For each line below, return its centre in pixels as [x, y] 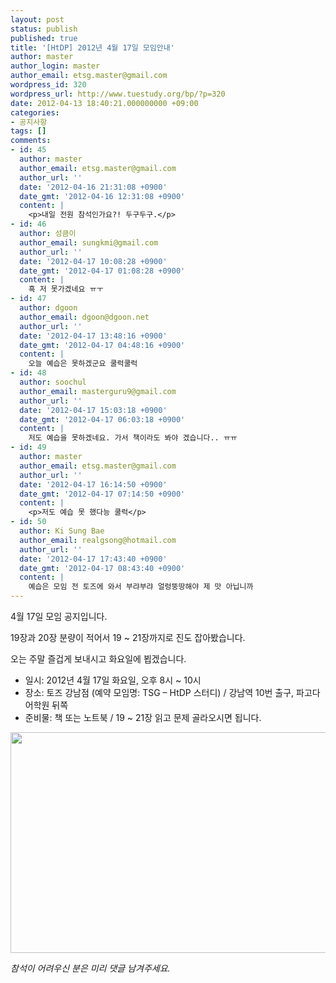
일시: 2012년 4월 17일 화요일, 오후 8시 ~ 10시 [113, 680]
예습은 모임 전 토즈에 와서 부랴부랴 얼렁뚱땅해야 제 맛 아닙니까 [141, 587]
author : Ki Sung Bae [62, 531]
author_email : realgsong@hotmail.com [98, 540]
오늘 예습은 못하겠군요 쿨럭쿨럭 [83, 364]
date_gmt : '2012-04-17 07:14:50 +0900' [102, 494]
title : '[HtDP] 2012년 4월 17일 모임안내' [92, 47]
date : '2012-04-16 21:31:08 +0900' [93, 187]
